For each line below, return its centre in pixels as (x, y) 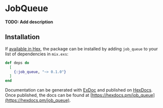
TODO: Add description (29, 22)
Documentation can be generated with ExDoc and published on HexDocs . (79, 90)
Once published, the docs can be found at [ (49, 95)
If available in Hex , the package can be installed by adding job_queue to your (81, 48)
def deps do (17, 63)
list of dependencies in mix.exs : (37, 54)
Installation (22, 37)
